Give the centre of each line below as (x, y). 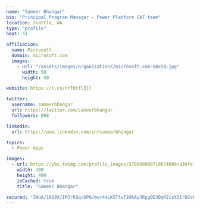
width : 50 (34, 72)
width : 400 (30, 170)
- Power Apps (28, 148)
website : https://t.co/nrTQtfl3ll (49, 88)
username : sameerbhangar (42, 104)
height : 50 (35, 78)
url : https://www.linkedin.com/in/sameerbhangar (73, 132)
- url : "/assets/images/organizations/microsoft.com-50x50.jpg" (98, 66)
